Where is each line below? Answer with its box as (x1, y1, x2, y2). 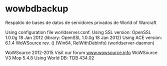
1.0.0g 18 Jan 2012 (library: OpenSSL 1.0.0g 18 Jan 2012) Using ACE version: (5, 34, 162, 40)
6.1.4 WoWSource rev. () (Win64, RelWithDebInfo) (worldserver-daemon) (5, 39, 155, 45)
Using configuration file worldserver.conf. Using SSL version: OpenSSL (5, 29, 151, 35)
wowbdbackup (5, 3, 68, 14)
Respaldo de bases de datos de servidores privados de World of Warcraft (5, 19, 156, 25)
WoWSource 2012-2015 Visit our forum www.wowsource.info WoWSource (5, 49, 158, 55)
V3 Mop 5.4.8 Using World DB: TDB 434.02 (5, 54, 94, 60)
